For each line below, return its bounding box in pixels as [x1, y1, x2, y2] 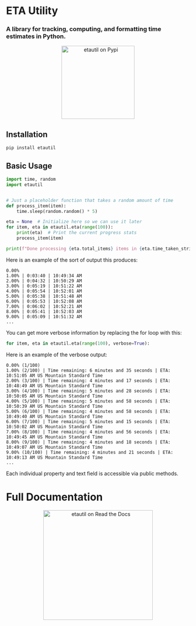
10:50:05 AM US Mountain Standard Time [6, 393, 103, 399]
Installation [6, 129, 48, 139]
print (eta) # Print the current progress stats [16, 230, 137, 236]
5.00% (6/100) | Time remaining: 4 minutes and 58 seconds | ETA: [6, 408, 171, 414]
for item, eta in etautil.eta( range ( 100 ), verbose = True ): [6, 340, 150, 346]
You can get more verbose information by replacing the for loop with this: [6, 329, 182, 336]
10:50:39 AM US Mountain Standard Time [6, 403, 103, 409]
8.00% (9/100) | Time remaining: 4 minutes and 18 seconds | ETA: [6, 439, 171, 445]
